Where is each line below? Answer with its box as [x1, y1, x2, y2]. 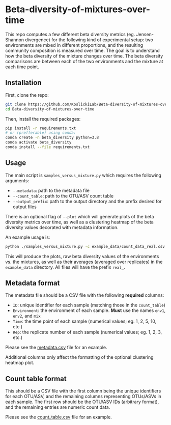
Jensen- [136, 31, 154, 37]
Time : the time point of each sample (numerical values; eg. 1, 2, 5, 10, [12, 318, 157, 324]
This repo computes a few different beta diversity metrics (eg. [5, 31, 135, 37]
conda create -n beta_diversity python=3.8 [5, 135, 99, 140]
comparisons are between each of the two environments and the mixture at [5, 58, 164, 64]
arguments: [5, 177, 30, 184]
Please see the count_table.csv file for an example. [5, 414, 112, 420]
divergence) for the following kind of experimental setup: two [25, 37, 154, 43]
